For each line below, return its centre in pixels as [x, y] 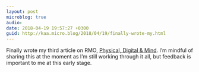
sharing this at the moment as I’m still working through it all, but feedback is [99, 57]
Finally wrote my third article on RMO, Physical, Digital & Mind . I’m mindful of [99, 50]
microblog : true [26, 17]
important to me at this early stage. [49, 63]
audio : [14, 22]
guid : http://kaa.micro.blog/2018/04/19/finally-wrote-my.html [86, 34]
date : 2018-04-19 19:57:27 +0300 [48, 28]
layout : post [22, 12]
